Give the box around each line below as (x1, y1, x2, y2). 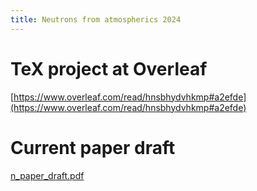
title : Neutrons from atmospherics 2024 (10, 14, 182, 25)
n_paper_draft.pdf (10, 169, 85, 181)
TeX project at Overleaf (10, 57, 208, 80)
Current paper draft (10, 136, 176, 159)
